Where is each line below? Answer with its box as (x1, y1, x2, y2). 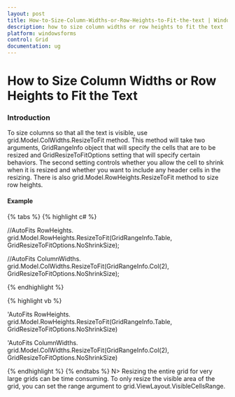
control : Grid (7, 36, 49, 43)
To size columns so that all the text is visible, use (7, 129, 148, 137)
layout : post (7, 10, 45, 18)
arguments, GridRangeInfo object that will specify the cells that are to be (7, 144, 216, 152)
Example (7, 197, 34, 205)
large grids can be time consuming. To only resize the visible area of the (7, 374, 215, 382)
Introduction (7, 113, 50, 123)
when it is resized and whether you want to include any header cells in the (7, 166, 221, 174)
